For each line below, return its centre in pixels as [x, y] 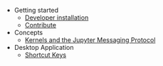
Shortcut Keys [45, 55]
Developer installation [57, 18]
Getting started [36, 10]
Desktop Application [44, 47]
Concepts [28, 32]
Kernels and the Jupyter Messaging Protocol [90, 40]
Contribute [41, 25]
